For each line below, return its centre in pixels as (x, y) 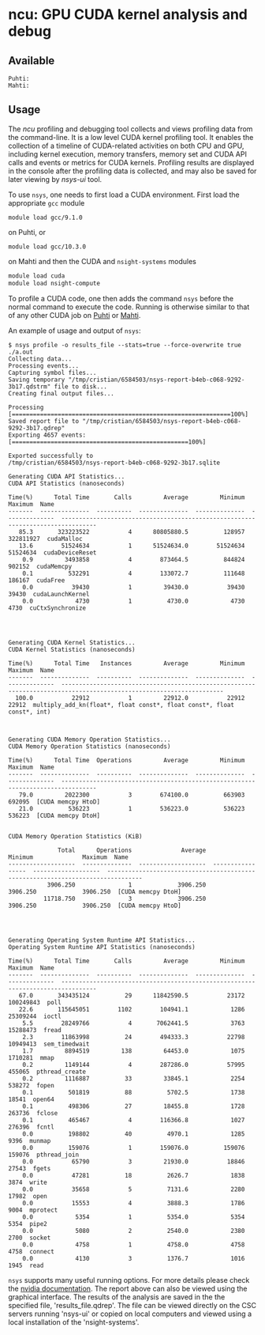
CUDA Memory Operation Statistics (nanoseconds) (90, 746)
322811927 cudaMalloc (45, 539)
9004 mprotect (33, 1210)
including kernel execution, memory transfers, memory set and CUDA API (127, 154)
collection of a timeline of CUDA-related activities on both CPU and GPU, (126, 146)
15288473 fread (35, 1030)
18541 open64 (32, 1099)
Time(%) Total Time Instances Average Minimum (127, 663)
